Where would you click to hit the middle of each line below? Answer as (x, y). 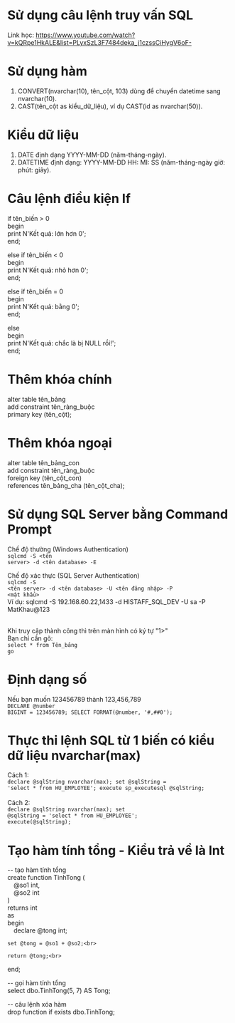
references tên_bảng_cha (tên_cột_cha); (66, 485)
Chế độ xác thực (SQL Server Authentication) (73, 575)
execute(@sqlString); (39, 822)
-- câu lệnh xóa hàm (37, 1004)
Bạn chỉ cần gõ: (30, 638)
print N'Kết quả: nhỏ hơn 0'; (48, 270)
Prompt (29, 529)
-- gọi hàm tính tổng (37, 983)
